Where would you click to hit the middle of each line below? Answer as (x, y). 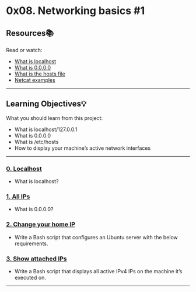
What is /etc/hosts (36, 142)
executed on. (30, 277)
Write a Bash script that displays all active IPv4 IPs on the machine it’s (98, 271)
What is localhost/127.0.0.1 (46, 129)
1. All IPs (18, 197)
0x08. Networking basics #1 (76, 11)
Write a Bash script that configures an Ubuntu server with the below (96, 237)
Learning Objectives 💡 (46, 104)
